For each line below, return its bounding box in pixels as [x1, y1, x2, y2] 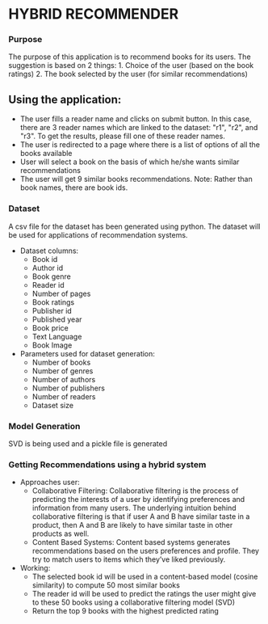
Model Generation [8, 420, 81, 432]
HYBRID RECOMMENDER [8, 5, 179, 23]
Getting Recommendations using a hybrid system [8, 458, 207, 470]
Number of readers [31, 391, 96, 401]
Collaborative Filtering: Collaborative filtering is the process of [31, 486, 239, 495]
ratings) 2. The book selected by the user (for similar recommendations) [8, 70, 249, 79]
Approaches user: [19, 478, 80, 487]
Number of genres [31, 365, 94, 376]
